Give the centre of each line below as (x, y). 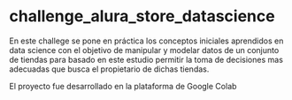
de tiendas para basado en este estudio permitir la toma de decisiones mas (146, 59)
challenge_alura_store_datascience (142, 16)
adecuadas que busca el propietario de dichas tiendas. (109, 69)
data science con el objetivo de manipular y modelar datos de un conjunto (144, 50)
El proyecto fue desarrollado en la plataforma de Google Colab (123, 86)
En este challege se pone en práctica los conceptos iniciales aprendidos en (146, 41)
